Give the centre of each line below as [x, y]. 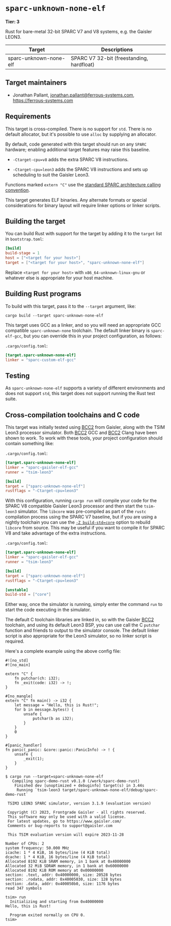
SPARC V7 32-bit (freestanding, [110, 58]
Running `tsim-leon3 [38, 790]
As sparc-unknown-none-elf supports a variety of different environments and [85, 388]
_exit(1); [34, 759]
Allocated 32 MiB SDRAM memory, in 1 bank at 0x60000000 [67, 866]
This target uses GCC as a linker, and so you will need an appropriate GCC [83, 325]
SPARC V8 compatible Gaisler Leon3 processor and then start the [74, 506]
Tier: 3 [12, 21]
